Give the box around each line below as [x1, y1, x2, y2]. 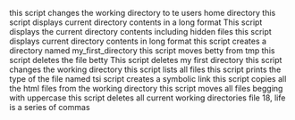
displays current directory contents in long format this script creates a [9, 36, 266, 46]
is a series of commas [9, 102, 91, 112]
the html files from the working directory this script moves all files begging [9, 84, 283, 93]
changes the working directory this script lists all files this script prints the [9, 64, 282, 75]
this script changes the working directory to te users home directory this [9, 8, 276, 18]
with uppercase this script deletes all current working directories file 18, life [9, 92, 286, 103]
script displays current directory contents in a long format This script [9, 17, 263, 28]
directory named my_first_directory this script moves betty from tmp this [9, 45, 275, 56]
